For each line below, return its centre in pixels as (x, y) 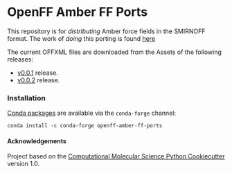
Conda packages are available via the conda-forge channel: (92, 113)
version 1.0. (24, 164)
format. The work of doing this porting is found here (81, 38)
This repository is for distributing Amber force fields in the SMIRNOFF (106, 31)
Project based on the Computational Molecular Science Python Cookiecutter (116, 156)
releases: (20, 59)
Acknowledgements (37, 141)
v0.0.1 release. (38, 73)
